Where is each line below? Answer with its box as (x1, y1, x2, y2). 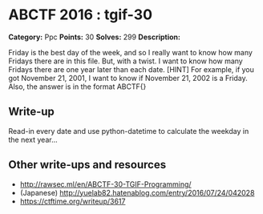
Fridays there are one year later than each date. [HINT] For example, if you (8, 64, 255, 74)
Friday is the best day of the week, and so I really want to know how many (8, 47, 253, 57)
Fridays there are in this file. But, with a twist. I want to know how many (8, 56, 243, 66)
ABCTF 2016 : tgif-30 (8, 6, 153, 24)
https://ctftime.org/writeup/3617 (19, 196, 126, 206)
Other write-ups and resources (8, 158, 167, 172)
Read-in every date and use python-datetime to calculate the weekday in (8, 126, 249, 135)
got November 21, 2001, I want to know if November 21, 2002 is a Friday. (8, 73, 248, 83)
